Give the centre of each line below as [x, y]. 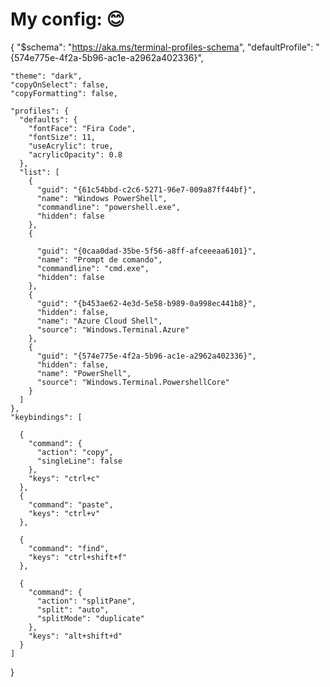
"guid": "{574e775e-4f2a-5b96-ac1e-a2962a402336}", [146, 356]
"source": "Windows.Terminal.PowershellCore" [133, 382]
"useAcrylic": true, [71, 146]
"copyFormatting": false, [64, 93]
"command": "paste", [71, 504]
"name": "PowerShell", [84, 373]
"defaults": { [48, 119]
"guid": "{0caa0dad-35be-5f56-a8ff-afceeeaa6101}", [146, 251]
